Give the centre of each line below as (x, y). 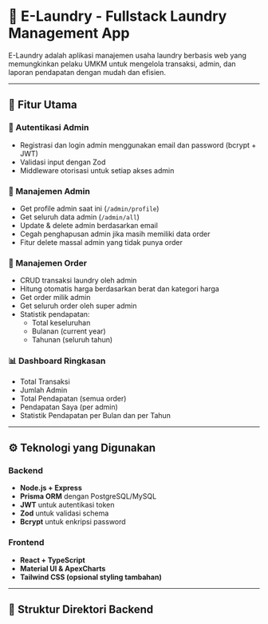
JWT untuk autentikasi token (67, 505)
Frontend (26, 543)
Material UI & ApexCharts (63, 568)
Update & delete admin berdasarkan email (89, 225)
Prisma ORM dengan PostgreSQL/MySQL (88, 496)
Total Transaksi (45, 381)
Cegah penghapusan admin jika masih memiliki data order (115, 234)
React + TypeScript (52, 560)
